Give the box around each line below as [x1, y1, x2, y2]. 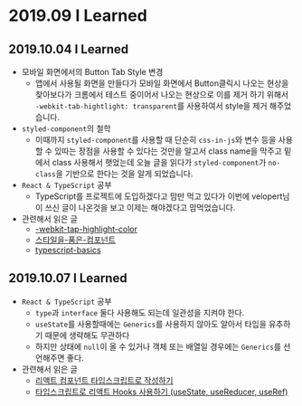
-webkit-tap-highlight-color [34, 223, 137, 234]
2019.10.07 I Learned [8, 270, 127, 286]
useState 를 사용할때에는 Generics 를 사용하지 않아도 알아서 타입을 [34, 318, 268, 329]
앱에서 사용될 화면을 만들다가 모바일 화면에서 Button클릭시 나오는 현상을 [34, 78, 289, 89]
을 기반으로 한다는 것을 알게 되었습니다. [55, 168, 193, 179]
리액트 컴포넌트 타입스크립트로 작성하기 [34, 374, 174, 385]
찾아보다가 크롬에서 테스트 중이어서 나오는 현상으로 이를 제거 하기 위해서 [34, 90, 289, 99]
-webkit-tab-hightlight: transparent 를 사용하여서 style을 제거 [34, 100, 268, 111]
